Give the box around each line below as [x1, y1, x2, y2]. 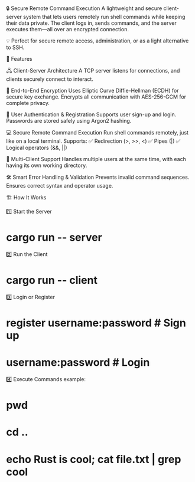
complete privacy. [6, 100, 50, 106]
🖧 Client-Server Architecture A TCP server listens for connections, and [6, 67, 180, 74]
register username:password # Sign [6, 316, 186, 330]
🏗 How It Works [6, 194, 47, 201]
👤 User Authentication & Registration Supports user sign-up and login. [6, 111, 177, 118]
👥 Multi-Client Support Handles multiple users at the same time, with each [6, 156, 186, 162]
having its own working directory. [6, 162, 87, 169]
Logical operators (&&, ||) [6, 144, 67, 151]
